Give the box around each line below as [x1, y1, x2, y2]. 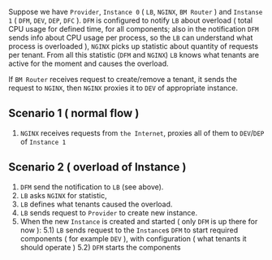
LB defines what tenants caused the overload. [19, 199, 173, 209]
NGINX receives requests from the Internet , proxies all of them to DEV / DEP [19, 128, 265, 137]
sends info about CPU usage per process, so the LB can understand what [8, 32, 253, 42]
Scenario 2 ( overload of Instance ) [8, 160, 187, 174]
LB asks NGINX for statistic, [19, 190, 107, 200]
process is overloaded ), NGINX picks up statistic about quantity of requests [8, 41, 258, 51]
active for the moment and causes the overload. [8, 58, 169, 68]
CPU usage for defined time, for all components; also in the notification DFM [8, 24, 259, 33]
